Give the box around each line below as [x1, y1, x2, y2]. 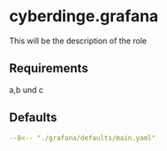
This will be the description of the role [9, 35, 148, 46]
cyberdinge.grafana [9, 6, 159, 26]
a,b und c [9, 84, 44, 94]
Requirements [9, 61, 88, 76]
